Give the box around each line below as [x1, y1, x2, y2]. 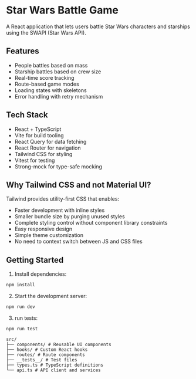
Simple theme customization [14, 232, 84, 239]
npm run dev [6, 304, 35, 310]
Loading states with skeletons [14, 86, 87, 94]
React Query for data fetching [14, 138, 87, 145]
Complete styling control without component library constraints [14, 219, 168, 226]
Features [6, 46, 39, 56]
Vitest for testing [14, 157, 55, 164]
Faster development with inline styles [14, 207, 105, 214]
